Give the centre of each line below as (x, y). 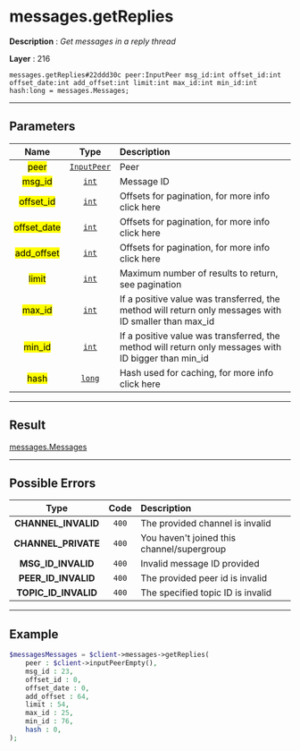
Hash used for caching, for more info (196, 372)
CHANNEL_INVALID (57, 524)
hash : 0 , (44, 730)
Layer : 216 (30, 58)
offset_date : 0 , (58, 688)
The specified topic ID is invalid (206, 593)
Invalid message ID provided (200, 564)
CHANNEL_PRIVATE (57, 543)
